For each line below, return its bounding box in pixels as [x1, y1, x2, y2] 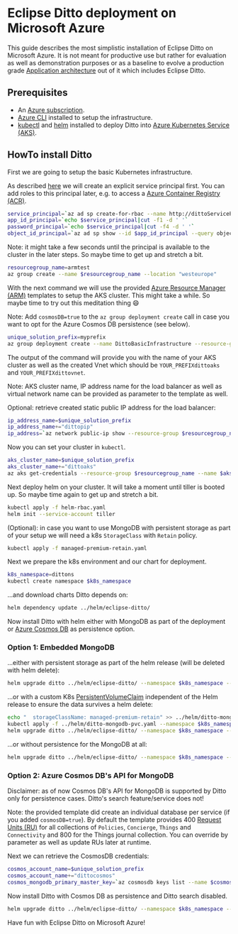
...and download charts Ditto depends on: [7, 590, 129, 599]
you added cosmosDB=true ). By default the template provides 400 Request [7, 815, 222, 824]
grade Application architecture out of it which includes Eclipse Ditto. [7, 66, 206, 75]
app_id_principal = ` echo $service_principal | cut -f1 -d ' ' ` [7, 216, 189, 224]
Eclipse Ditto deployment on [7, 5, 177, 21]
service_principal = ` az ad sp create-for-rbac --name [7, 210, 166, 217]
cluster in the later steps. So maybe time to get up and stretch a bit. [7, 251, 204, 259]
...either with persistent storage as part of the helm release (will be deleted [7, 659, 225, 667]
